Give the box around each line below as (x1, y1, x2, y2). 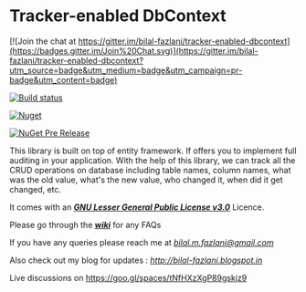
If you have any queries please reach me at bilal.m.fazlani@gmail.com (9, 236, 274, 247)
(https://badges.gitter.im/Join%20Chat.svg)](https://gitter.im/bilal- (9, 45, 259, 56)
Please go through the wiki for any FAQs (9, 219, 162, 230)
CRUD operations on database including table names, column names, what (9, 164, 291, 175)
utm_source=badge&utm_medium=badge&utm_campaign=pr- (9, 65, 243, 76)
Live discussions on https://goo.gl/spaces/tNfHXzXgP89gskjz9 (9, 272, 248, 283)
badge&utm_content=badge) (9, 74, 118, 85)
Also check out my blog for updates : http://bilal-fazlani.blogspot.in (9, 255, 263, 266)
